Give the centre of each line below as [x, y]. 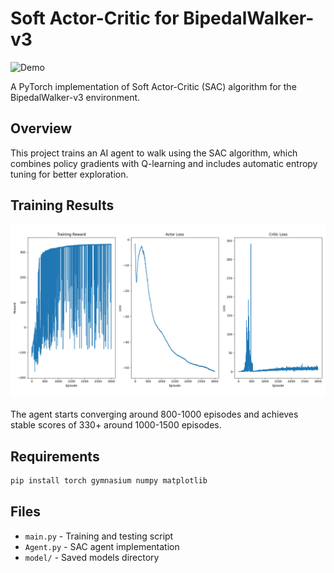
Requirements [55, 456]
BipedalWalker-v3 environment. [75, 97]
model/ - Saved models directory [92, 557]
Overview [41, 128]
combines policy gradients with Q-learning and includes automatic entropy [164, 163]
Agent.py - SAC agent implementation [102, 546]
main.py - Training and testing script [99, 536]
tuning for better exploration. [69, 174]
